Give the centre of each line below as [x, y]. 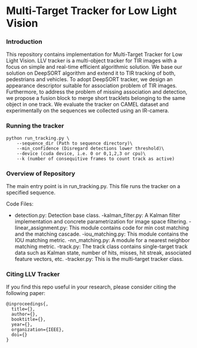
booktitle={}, [29, 319]
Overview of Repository [41, 173]
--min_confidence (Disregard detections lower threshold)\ [91, 148]
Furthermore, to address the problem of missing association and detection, [97, 92]
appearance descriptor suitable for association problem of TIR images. [92, 86]
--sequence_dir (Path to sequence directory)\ [75, 143]
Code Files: [20, 204]
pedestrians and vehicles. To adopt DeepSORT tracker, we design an [89, 79]
